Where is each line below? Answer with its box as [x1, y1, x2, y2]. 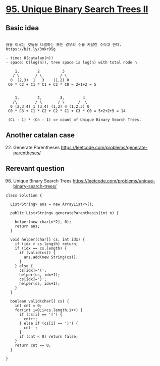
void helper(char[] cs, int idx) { [10, 237, 85, 242]
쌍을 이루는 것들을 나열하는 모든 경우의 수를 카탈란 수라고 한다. [6, 42, 122, 47]
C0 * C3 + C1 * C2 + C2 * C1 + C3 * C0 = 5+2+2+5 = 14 [8, 108, 126, 113]
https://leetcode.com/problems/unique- [73, 177, 155, 184]
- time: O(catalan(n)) [6, 55, 54, 60]
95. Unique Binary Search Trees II [6, 4, 148, 15]
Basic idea [6, 24, 39, 32]
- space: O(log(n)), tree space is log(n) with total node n [6, 60, 137, 65]
